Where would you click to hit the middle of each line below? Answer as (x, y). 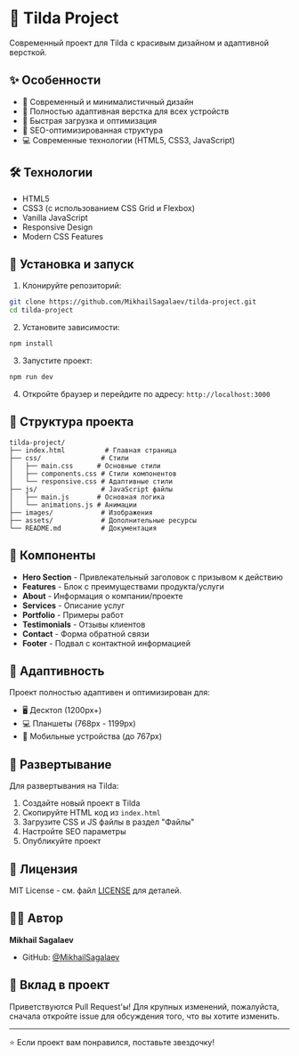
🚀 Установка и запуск (72, 264)
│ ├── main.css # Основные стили (85, 466)
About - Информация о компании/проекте (103, 596)
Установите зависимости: (71, 328)
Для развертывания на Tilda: (64, 786)
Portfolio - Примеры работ (73, 614)
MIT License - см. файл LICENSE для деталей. (96, 890)
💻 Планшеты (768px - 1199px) (79, 724)
